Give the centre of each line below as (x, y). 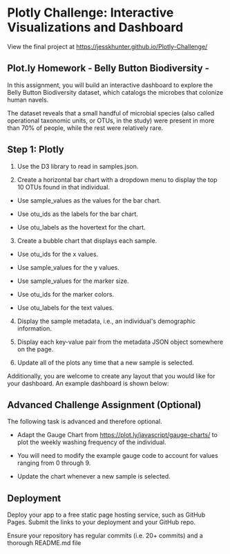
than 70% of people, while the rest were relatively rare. (85, 128)
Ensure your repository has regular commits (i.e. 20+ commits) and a (105, 536)
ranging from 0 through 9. (54, 463)
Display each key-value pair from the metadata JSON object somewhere (120, 342)
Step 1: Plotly (36, 150)
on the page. (35, 349)
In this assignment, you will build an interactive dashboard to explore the (110, 85)
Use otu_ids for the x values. (58, 254)
